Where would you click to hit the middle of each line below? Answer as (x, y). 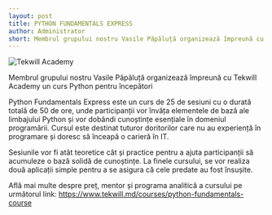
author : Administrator (47, 31)
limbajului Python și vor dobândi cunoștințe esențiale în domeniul (117, 120)
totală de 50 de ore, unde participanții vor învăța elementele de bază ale (129, 111)
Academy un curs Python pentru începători (81, 86)
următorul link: (33, 194)
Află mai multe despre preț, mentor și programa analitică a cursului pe (125, 186)
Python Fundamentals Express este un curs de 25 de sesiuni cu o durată (130, 102)
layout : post (31, 16)
